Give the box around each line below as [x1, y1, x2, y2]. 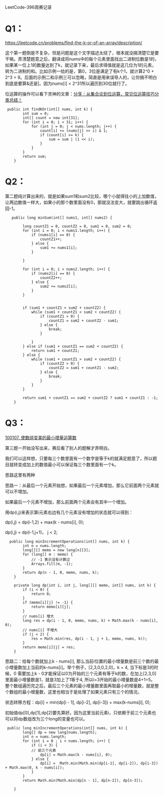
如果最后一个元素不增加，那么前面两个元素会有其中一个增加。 [5, 499, 129, 505]
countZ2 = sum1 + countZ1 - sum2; [48, 365, 119, 370]
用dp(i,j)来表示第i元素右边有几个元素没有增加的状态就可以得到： [5, 509, 133, 515]
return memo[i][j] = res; [22, 645, 76, 649]
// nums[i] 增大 [22, 614, 54, 619]
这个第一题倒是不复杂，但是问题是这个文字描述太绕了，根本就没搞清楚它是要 [5, 50, 159, 55]
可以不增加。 [5, 488, 31, 494]
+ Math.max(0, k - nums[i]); [5, 765, 64, 770]
